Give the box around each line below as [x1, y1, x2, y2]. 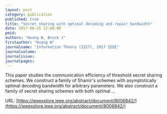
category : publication [5, 12, 52, 17]
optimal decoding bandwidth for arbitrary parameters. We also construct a [5, 83, 158, 89]
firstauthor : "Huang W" [5, 40, 55, 45]
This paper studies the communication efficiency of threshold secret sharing [5, 72, 163, 78]
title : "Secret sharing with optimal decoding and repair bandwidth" [5, 21, 153, 26]
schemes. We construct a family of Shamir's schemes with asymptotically [5, 77, 157, 83]
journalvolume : [5, 49, 37, 54]
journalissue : [5, 53, 35, 59]
